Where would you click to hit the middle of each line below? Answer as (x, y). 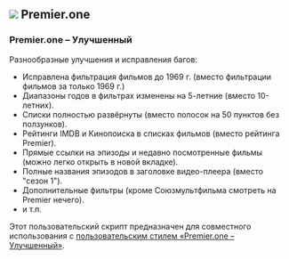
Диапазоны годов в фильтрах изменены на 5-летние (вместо (139, 95)
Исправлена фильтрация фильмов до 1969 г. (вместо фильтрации (147, 77)
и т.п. (32, 209)
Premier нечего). (53, 199)
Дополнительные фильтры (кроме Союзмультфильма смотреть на (149, 190)
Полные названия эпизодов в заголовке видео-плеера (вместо (143, 171)
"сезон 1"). (42, 181)
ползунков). (45, 124)
